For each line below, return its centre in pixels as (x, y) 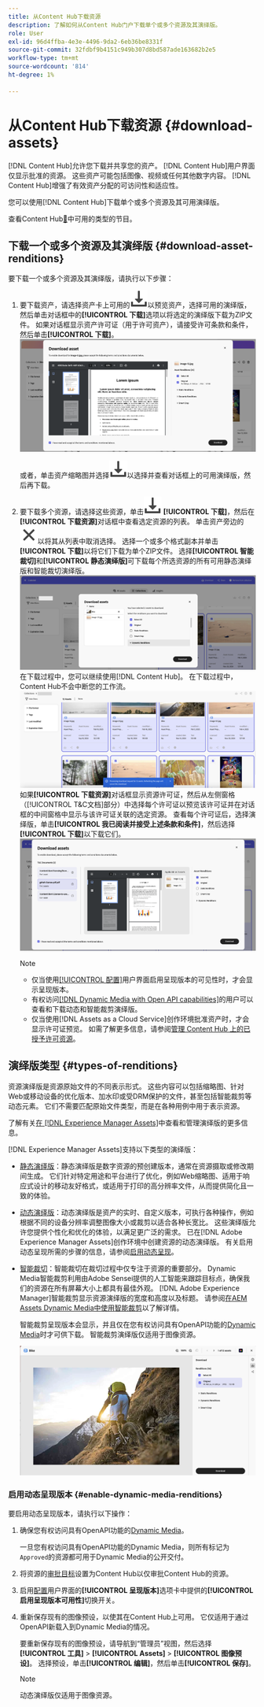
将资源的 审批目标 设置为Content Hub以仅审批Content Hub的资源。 (126, 1573)
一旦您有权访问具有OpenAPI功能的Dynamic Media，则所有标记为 (125, 1546)
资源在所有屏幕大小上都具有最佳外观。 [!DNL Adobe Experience (136, 1288)
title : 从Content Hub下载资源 (55, 17)
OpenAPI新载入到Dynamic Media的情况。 (87, 1627)
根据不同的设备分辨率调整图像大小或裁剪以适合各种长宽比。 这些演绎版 (134, 1222)
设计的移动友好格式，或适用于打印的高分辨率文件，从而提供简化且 (140, 1186)
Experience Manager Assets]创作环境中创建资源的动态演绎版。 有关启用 (136, 1242)
